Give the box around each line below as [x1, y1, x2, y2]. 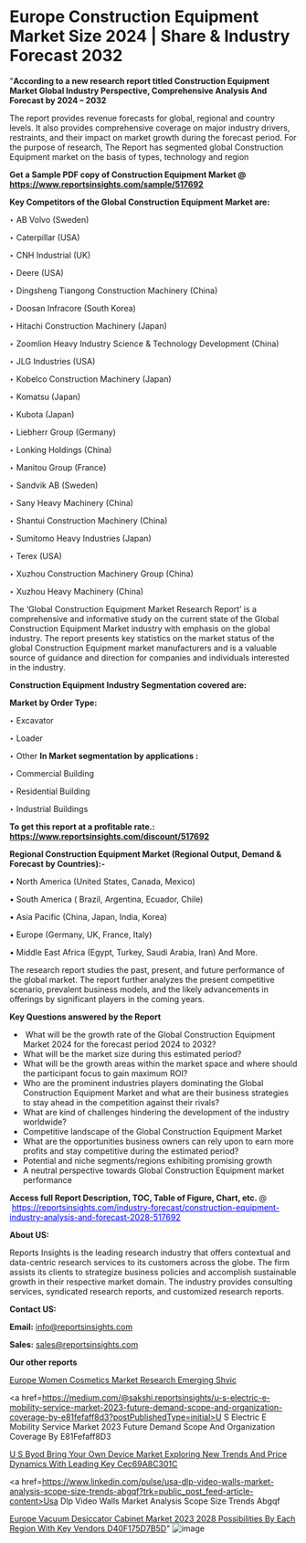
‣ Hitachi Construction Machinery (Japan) [9, 320, 167, 331]
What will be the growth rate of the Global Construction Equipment [25, 1029, 276, 1040]
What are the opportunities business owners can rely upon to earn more [22, 1136, 294, 1147]
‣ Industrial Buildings [9, 803, 89, 814]
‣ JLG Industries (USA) [9, 355, 96, 366]
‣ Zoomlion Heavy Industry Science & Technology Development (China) [9, 338, 280, 349]
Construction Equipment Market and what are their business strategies [22, 1087, 290, 1098]
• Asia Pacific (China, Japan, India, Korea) [9, 911, 167, 922]
